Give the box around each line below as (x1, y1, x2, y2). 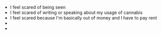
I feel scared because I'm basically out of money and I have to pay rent (10, 15, 157, 20)
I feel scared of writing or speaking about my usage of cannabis (10, 9, 143, 15)
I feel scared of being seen (10, 4, 66, 10)
